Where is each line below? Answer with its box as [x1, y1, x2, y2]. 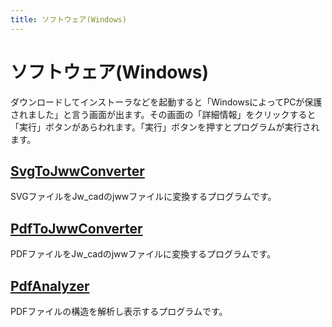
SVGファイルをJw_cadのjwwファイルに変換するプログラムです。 [10, 191, 277, 203]
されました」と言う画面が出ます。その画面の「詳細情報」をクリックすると [10, 108, 317, 120]
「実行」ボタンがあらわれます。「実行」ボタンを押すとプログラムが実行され [10, 121, 320, 133]
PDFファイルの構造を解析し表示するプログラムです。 [10, 306, 228, 317]
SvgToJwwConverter [10, 162, 145, 180]
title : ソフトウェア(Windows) [10, 14, 127, 25]
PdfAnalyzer [10, 277, 90, 295]
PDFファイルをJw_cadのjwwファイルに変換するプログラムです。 [10, 248, 277, 260]
